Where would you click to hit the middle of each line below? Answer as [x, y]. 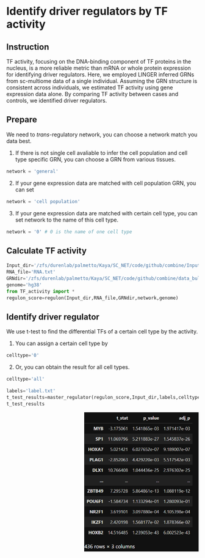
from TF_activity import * [41, 291]
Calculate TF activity [47, 251]
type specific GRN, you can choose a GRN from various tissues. [95, 159]
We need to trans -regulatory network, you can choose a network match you [102, 134]
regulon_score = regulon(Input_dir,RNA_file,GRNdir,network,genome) [92, 298]
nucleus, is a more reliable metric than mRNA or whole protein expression [99, 68]
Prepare [22, 120]
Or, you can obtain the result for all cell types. [72, 367]
